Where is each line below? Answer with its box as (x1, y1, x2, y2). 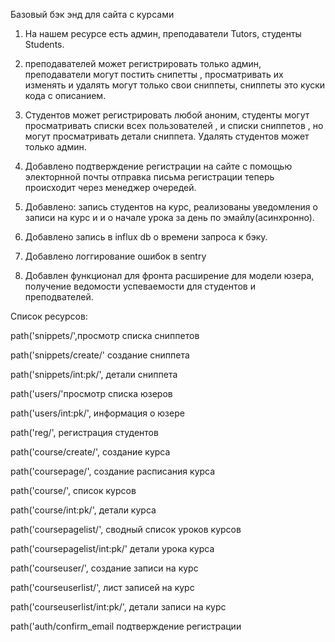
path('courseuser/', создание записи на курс (10, 562, 199, 574)
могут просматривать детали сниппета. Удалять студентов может (24, 130, 310, 142)
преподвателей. (24, 291, 94, 303)
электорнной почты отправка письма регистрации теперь (24, 171, 275, 183)
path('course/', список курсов (10, 485, 137, 496)
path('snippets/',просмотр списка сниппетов (10, 330, 200, 341)
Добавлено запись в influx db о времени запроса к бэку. (24, 231, 268, 243)
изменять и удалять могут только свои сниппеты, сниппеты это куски (24, 79, 326, 91)
